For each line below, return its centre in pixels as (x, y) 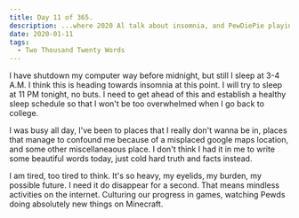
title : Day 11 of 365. (51, 17)
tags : (19, 42)
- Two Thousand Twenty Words (71, 51)
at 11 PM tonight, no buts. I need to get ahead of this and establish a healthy (148, 95)
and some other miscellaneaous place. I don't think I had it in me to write (142, 149)
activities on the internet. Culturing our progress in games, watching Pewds (147, 195)
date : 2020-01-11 (41, 34)
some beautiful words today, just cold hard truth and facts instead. (131, 159)
